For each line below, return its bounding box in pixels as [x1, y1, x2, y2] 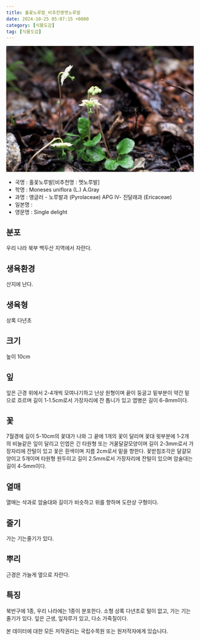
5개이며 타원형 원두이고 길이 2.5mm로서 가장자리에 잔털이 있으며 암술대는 [21, 455, 193, 463]
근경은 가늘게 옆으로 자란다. [6, 571, 70, 578]
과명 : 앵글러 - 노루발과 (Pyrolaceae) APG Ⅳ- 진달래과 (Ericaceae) [14, 193, 173, 200]
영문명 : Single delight [14, 208, 68, 215]
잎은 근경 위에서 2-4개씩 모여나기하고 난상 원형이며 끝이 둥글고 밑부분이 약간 [6, 389, 183, 396]
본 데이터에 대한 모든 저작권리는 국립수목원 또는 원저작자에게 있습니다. [6, 627, 168, 635]
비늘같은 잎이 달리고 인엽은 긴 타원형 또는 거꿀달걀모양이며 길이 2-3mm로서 [12, 440, 187, 448]
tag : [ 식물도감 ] [6, 29, 42, 35]
